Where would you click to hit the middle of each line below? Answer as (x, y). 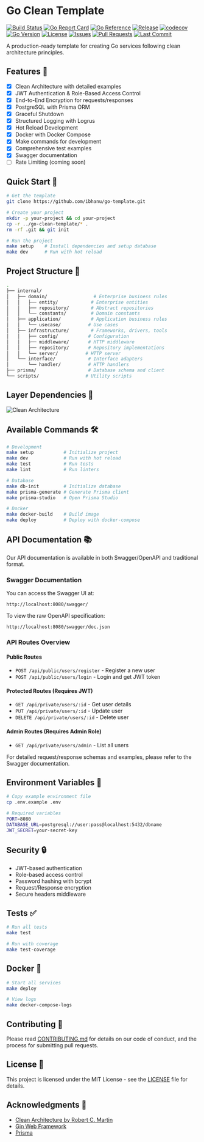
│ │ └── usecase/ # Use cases (62, 325)
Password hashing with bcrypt (53, 881)
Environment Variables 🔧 (54, 783)
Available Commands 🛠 (52, 430)
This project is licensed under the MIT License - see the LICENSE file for (97, 1079)
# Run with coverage (33, 944)
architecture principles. (35, 52)
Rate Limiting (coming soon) (51, 162)
